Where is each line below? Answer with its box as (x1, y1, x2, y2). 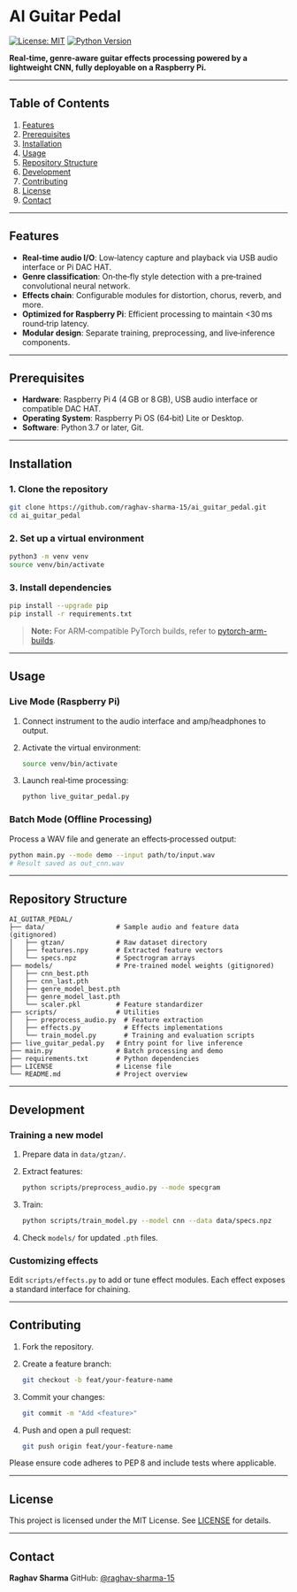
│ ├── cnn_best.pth (9, 969, 89, 979)
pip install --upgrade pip (9, 602, 109, 611)
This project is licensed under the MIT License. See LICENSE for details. (9, 1515, 271, 1526)
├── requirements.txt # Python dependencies (9, 1055, 200, 1064)
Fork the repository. (21, 1341, 95, 1351)
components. (21, 336, 71, 347)
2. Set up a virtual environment (9, 532, 144, 544)
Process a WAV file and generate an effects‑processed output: (9, 834, 237, 844)
